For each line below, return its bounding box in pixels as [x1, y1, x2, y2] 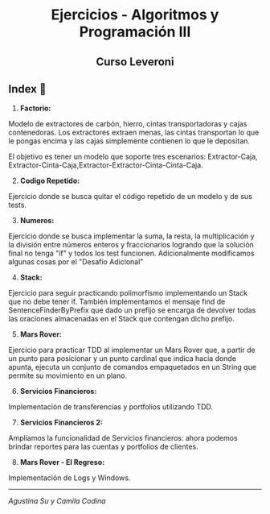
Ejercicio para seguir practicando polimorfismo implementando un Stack [8, 288, 247, 298]
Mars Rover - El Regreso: [19, 458, 105, 467]
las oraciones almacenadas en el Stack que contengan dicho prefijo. [8, 314, 235, 324]
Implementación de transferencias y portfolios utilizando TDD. [8, 402, 214, 412]
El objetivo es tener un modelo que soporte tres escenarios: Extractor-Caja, [8, 151, 259, 162]
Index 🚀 [8, 82, 47, 96]
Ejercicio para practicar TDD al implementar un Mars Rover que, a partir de [8, 345, 256, 355]
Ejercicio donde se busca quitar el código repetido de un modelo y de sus [8, 192, 253, 201]
